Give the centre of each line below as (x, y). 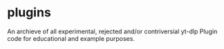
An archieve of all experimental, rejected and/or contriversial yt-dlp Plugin (112, 31)
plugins (29, 13)
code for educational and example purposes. (71, 38)
